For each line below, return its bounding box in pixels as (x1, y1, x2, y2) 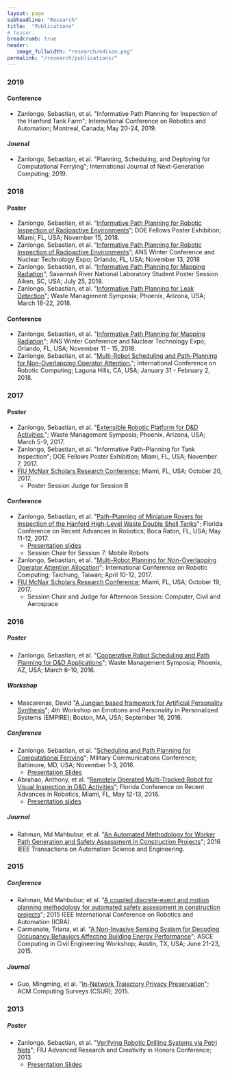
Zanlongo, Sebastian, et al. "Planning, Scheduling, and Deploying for (16, 155, 210, 163)
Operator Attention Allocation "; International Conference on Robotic (16, 563, 208, 571)
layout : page (7, 10, 44, 17)
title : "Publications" (7, 23, 75, 29)
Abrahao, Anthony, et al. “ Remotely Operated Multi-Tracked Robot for (16, 775, 213, 784)
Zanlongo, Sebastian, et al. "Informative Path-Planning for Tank (16, 445, 196, 453)
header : (7, 42, 29, 49)
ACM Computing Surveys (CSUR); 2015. (16, 987, 130, 995)
